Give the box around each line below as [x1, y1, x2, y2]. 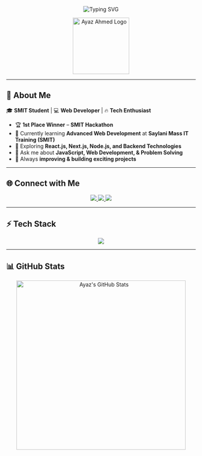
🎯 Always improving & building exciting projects [14, 155, 136, 162]
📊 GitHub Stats [6, 261, 65, 271]
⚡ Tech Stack [6, 219, 57, 229]
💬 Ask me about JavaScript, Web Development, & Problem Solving [14, 149, 183, 156]
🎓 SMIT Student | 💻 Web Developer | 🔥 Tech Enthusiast [6, 106, 151, 114]
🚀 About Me [6, 90, 51, 100]
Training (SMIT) [14, 136, 55, 143]
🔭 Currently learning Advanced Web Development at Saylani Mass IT [14, 129, 189, 137]
